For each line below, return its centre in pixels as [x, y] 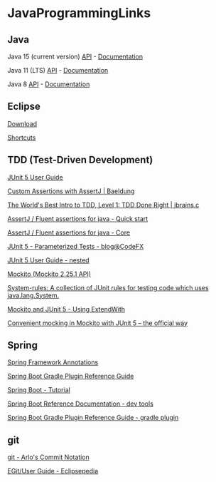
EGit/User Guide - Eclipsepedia [53, 471]
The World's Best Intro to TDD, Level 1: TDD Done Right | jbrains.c [103, 205]
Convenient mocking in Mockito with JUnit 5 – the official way [98, 323]
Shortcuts [22, 138]
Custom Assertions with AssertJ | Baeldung [71, 191]
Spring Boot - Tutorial [39, 390]
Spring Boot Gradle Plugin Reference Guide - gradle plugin [93, 418]
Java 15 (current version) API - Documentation [75, 56]
